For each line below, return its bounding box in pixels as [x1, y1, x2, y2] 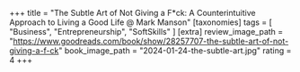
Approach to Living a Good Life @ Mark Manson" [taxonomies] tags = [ [9, 17, 272, 28]
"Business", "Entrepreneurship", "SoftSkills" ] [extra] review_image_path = [9, 27, 284, 36]
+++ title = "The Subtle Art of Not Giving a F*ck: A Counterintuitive [9, 8, 256, 18]
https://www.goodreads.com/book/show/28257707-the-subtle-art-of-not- [13, 36, 289, 46]
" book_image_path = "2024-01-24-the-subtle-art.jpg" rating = [57, 45, 292, 56]
